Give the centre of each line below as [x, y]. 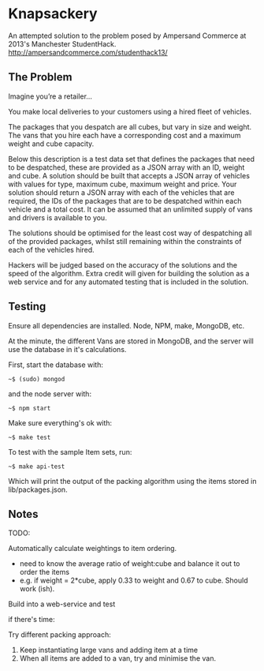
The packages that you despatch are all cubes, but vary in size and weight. [130, 126]
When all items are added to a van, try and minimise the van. [118, 658]
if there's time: [32, 620]
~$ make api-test [37, 467]
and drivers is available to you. [58, 217]
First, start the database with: [56, 365]
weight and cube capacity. [51, 144]
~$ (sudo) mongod [37, 379]
